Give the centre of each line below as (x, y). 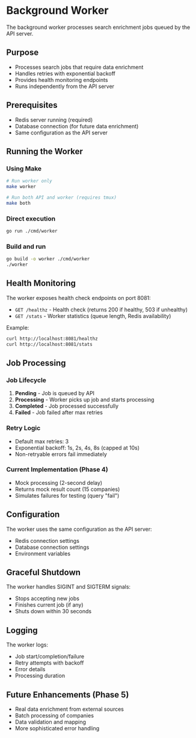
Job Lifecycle (26, 380)
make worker (21, 187)
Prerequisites (32, 105)
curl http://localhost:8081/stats (50, 344)
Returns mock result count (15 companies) (67, 489)
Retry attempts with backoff (49, 663)
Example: (18, 327)
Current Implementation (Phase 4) (57, 469)
